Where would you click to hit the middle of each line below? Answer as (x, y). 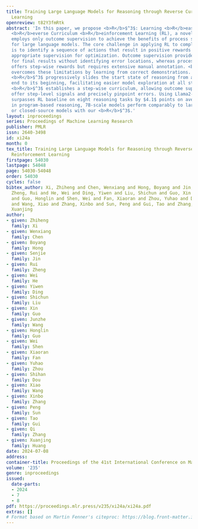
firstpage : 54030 (27, 160)
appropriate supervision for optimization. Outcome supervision (92, 56)
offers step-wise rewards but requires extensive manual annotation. (98, 66)
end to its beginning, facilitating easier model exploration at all (98, 83)
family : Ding (27, 292)
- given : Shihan (26, 374)
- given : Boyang (26, 242)
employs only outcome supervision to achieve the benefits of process (100, 39)
